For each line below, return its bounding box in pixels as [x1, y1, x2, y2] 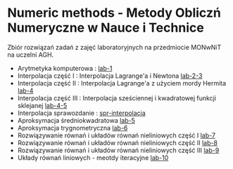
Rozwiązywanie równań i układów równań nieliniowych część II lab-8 [17, 138, 218, 147]
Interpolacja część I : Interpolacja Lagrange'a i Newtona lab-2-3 [17, 72, 203, 80]
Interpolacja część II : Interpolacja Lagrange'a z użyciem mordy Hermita [17, 79, 227, 87]
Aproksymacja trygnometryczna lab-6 [17, 123, 128, 132]
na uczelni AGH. [7, 50, 54, 59]
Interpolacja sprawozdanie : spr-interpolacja [17, 109, 146, 117]
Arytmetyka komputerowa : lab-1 [17, 64, 113, 72]
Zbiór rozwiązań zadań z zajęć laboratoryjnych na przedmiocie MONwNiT [7, 43, 222, 51]
